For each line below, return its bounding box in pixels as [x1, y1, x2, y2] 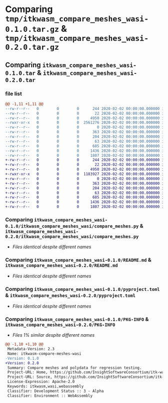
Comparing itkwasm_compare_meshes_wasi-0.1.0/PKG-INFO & [5, 316, 149, 323]
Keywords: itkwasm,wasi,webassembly [7, 384, 84, 389]
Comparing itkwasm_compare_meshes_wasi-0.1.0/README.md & [5, 256, 151, 263]
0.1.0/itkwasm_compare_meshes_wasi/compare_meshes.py [5, 223, 139, 229]
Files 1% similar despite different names [12, 332, 95, 338]
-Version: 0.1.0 [5, 356, 39, 361]
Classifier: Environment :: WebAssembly [7, 393, 93, 398]
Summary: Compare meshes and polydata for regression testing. [7, 365, 142, 370]
